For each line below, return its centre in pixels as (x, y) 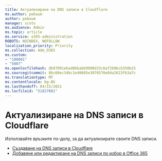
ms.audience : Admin (25, 28)
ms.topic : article (24, 32)
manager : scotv (20, 23)
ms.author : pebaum (24, 14)
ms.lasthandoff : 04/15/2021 (34, 86)
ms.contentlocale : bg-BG (30, 82)
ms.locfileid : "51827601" (31, 91)
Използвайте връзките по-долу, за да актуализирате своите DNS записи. (81, 139)
